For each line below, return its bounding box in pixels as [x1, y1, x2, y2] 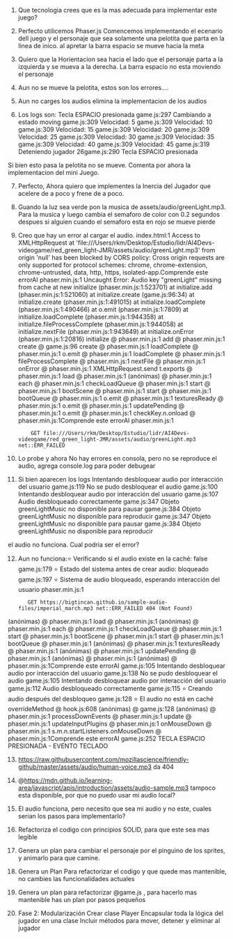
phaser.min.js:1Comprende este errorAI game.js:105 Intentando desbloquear [8, 662, 225, 670]
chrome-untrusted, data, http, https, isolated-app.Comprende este [17, 268, 209, 276]
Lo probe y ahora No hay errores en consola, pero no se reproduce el [17, 455, 218, 462]
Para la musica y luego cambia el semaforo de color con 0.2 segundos [17, 211, 220, 218]
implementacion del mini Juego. [8, 169, 99, 176]
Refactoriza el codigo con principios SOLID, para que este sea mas [17, 825, 210, 834]
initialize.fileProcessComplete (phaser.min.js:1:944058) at [17, 320, 184, 328]
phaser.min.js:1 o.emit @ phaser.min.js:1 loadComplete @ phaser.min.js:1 [17, 350, 225, 358]
